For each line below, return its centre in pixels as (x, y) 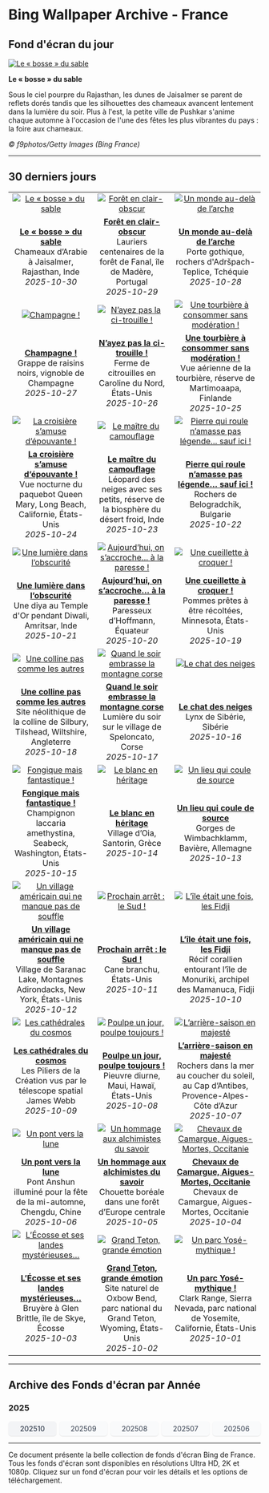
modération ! (216, 358)
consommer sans (215, 348)
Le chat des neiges (216, 706)
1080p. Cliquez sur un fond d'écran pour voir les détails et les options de (128, 1471)
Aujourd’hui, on (132, 581)
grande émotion (132, 1278)
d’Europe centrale (132, 1212)
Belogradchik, (215, 504)
